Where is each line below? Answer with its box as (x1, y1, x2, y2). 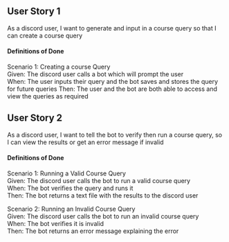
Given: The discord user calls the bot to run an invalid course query (7, 212, 199, 221)
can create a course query (7, 31, 83, 40)
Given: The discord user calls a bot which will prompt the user (7, 70, 184, 78)
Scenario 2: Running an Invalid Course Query (7, 205, 136, 214)
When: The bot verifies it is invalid (7, 220, 104, 228)
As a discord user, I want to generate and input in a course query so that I (7, 24, 217, 32)
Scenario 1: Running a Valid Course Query (7, 169, 127, 178)
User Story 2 (7, 112, 63, 124)
